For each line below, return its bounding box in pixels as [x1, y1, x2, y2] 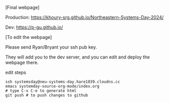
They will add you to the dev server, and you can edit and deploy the [5, 54, 150, 60]
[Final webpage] [5, 5, 40, 10]
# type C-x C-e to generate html [5, 88, 77, 93]
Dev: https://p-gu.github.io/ [5, 24, 63, 30]
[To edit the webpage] [5, 34, 52, 40]
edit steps [5, 69, 27, 75]
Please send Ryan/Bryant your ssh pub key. [5, 44, 97, 50]
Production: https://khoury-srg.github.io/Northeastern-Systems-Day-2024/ [5, 14, 164, 20]
